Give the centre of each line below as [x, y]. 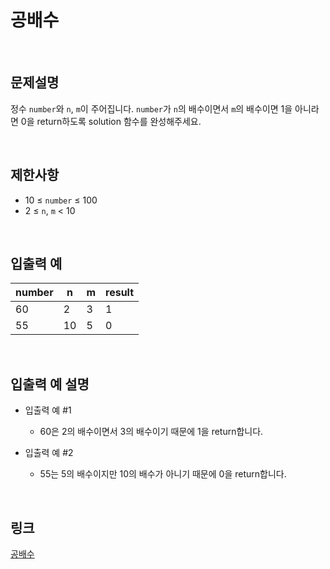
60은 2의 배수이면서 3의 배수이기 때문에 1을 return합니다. [151, 432]
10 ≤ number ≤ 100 [61, 200]
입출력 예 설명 [50, 384]
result [120, 293]
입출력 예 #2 [49, 453]
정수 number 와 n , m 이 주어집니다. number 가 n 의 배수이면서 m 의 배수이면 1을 [151, 108]
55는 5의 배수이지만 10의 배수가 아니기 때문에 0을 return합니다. [163, 474]
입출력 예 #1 [48, 410]
